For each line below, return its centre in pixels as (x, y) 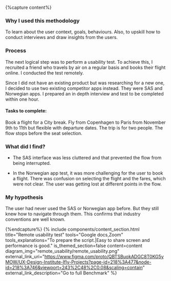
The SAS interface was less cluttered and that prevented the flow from (87, 158)
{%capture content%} (29, 7)
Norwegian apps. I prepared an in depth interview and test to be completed (84, 93)
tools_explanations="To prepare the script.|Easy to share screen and (78, 240)
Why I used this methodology (42, 21)
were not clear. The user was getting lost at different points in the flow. (87, 184)
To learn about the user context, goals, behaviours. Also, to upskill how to (83, 32)
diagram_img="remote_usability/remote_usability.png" (62, 251)
